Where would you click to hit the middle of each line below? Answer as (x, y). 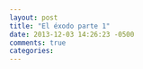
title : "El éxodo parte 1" (60, 26)
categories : (31, 51)
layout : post (34, 17)
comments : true (38, 43)
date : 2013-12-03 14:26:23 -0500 (72, 34)
